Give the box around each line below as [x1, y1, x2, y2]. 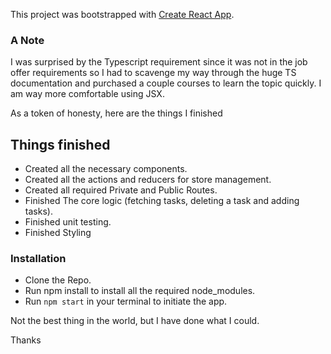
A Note [10, 33, 45, 47]
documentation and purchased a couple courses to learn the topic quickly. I [10, 77, 322, 89]
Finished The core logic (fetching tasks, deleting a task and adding [24, 195, 300, 207]
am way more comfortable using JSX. [10, 88, 165, 100]
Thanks [10, 334, 42, 346]
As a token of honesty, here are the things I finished [10, 107, 223, 119]
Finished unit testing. [24, 216, 112, 228]
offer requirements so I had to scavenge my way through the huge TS [10, 67, 297, 79]
